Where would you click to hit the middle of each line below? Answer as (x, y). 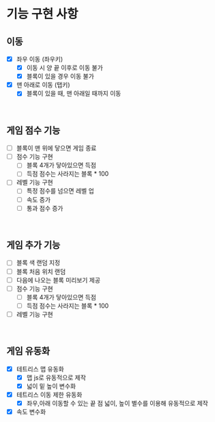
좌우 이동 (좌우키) (40, 59)
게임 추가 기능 (33, 245)
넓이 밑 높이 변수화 (51, 386)
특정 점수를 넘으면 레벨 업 (60, 191)
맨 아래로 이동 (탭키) (43, 85)
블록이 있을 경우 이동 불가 (60, 77)
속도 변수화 (31, 412)
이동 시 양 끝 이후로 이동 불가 (64, 68)
